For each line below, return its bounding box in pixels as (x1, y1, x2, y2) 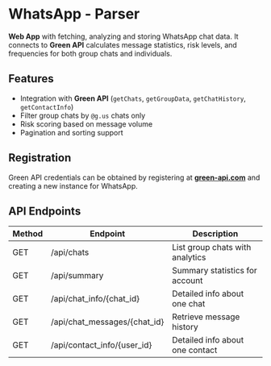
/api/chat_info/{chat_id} (51, 293, 140, 305)
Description (192, 228, 239, 239)
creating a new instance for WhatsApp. (8, 181, 139, 190)
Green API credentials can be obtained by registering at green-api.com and (8, 173, 261, 182)
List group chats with (172, 242, 252, 253)
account (172, 275, 203, 286)
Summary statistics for (172, 265, 258, 277)
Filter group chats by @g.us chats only (19, 110, 146, 120)
